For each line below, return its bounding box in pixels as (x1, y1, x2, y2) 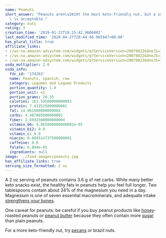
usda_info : (5, 67, 28, 72)
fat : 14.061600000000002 (9, 108, 61, 114)
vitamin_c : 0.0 (9, 131, 41, 136)
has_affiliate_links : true (5, 159, 61, 163)
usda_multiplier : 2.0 (5, 62, 50, 67)
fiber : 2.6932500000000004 (9, 117, 65, 122)
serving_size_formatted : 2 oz (5, 163, 68, 168)
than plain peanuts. (5, 218, 44, 224)
